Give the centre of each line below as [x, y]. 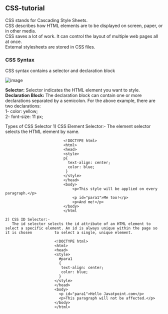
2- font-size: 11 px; [24, 116]
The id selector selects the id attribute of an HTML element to [81, 224]
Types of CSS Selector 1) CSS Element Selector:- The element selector [78, 126]
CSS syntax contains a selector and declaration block [60, 71]
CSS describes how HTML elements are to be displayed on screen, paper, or [84, 25]
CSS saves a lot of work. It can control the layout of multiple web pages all [82, 36]
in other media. [21, 31]
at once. [14, 41]
